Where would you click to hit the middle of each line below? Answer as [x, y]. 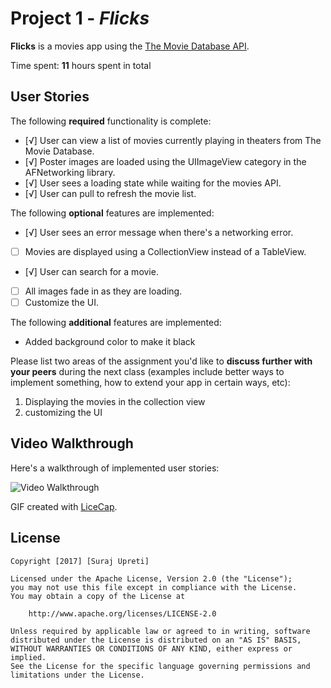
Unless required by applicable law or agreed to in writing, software [160, 631]
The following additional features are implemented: [116, 322]
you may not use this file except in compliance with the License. [154, 587]
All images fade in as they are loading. [103, 291]
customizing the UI [63, 412]
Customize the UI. [61, 302]
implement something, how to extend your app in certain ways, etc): [150, 382]
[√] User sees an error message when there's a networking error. [159, 232]
